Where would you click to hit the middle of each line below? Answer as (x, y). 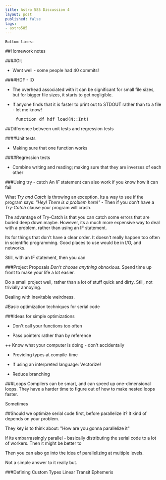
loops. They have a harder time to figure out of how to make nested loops (80, 389)
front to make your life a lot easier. (40, 273)
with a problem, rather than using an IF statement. (56, 228)
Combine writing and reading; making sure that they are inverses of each (87, 167)
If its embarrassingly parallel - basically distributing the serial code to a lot (81, 438)
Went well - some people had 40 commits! (55, 71)
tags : (11, 24)
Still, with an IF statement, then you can (45, 258)
